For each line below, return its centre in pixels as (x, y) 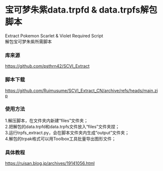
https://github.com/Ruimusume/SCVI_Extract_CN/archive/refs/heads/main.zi (81, 91)
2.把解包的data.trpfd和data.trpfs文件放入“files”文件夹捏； (62, 126)
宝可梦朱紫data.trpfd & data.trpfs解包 (81, 10)
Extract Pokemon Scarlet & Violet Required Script (54, 36)
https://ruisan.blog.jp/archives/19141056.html (50, 163)
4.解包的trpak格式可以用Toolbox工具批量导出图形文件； (61, 139)
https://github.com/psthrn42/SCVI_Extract (47, 66)
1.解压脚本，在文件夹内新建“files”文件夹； (47, 120)
